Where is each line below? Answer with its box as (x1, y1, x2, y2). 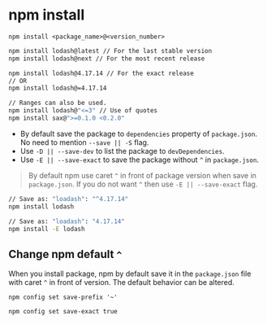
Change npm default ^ (8, 247, 123, 261)
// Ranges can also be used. (8, 99, 107, 107)
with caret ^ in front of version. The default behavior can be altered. (8, 278, 235, 287)
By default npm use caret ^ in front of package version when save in (28, 170, 257, 180)
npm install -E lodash (8, 225, 85, 233)
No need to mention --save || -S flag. (19, 137, 149, 147)
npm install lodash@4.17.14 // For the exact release (8, 69, 195, 77)
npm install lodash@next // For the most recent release (8, 55, 205, 63)
